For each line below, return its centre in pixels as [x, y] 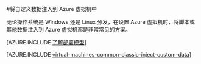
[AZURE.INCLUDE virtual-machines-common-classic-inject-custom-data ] [99, 55]
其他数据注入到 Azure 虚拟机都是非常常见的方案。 [69, 30]
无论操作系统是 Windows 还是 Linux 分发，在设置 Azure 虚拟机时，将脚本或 [101, 22]
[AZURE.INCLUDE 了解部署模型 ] [46, 42]
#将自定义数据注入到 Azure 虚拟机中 [52, 9]
